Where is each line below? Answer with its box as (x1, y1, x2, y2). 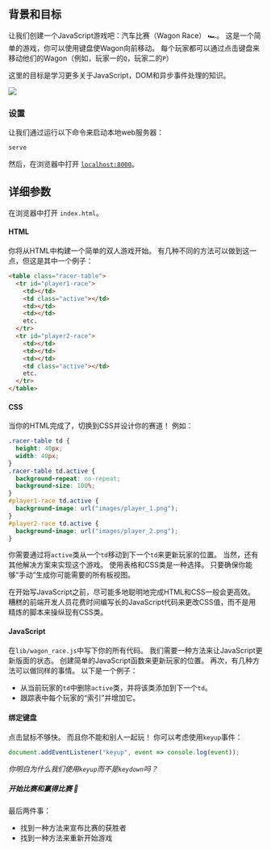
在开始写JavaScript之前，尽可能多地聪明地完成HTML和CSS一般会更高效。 (8, 587, 256, 597)
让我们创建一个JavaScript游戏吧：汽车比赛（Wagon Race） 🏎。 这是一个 (8, 31, 254, 40)
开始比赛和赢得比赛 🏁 (8, 784, 79, 794)
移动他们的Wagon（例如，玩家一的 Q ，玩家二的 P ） (8, 53, 173, 63)
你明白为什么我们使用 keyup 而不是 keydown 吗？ (8, 764, 158, 773)
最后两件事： (8, 806, 51, 815)
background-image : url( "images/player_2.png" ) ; (15, 527, 179, 535)
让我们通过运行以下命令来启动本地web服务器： (8, 127, 164, 137)
